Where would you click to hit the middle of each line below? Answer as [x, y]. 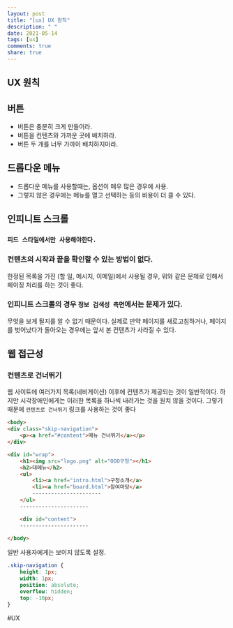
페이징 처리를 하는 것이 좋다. [45, 285]
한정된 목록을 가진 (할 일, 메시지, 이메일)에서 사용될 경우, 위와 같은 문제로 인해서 [115, 276]
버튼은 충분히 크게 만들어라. [55, 127]
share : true [24, 53]
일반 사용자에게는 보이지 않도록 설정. [57, 553]
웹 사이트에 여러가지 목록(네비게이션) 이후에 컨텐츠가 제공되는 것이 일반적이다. [113, 392]
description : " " [32, 27]
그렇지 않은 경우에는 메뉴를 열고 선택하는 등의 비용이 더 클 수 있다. [106, 195]
